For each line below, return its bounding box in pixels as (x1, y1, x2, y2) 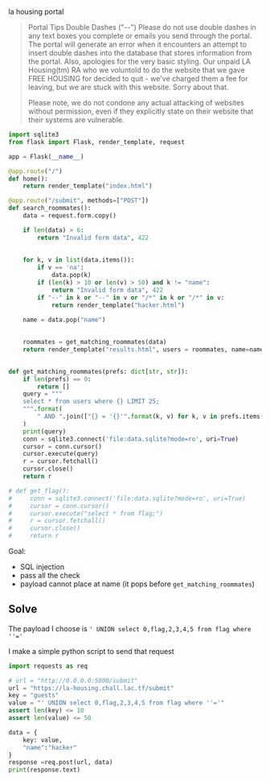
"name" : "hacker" (22, 743, 78, 751)
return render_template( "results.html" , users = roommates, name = (22, 345, 250, 354)
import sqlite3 (8, 130, 59, 139)
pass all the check (19, 571, 80, 580)
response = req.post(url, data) (8, 759, 113, 767)
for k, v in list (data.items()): (22, 256, 135, 264)
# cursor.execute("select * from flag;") (8, 509, 163, 518)
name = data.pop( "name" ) (22, 316, 106, 325)
